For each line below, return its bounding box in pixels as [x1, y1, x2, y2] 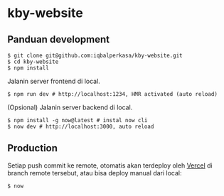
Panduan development [7, 33, 110, 45]
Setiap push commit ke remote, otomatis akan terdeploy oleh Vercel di [7, 161, 213, 170]
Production [7, 142, 58, 154]
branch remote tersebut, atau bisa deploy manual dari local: [7, 168, 183, 177]
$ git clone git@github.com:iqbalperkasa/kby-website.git [7, 52, 183, 59]
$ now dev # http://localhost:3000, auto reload [7, 123, 154, 130]
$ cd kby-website [7, 58, 59, 65]
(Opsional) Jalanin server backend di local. [7, 103, 133, 111]
